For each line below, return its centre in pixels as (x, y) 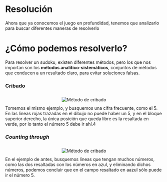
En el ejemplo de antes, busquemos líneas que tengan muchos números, (80, 159)
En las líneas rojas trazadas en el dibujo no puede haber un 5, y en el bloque (84, 114)
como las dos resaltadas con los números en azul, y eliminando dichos (78, 165)
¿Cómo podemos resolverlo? (66, 49)
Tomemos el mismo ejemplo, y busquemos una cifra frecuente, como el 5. (81, 108)
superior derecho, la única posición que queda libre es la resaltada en (77, 119)
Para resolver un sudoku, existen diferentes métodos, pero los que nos (78, 62)
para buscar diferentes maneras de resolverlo (52, 28)
